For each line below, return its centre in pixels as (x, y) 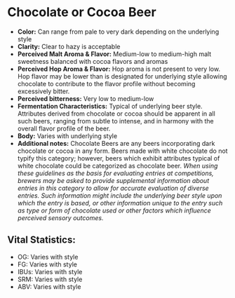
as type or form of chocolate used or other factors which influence (114, 210)
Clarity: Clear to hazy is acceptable (69, 46)
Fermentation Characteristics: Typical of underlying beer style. (110, 106)
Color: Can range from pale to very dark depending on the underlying (118, 32)
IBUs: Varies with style (50, 271)
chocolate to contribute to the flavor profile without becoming (106, 83)
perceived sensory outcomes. (60, 217)
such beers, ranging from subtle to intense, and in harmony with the (115, 121)
